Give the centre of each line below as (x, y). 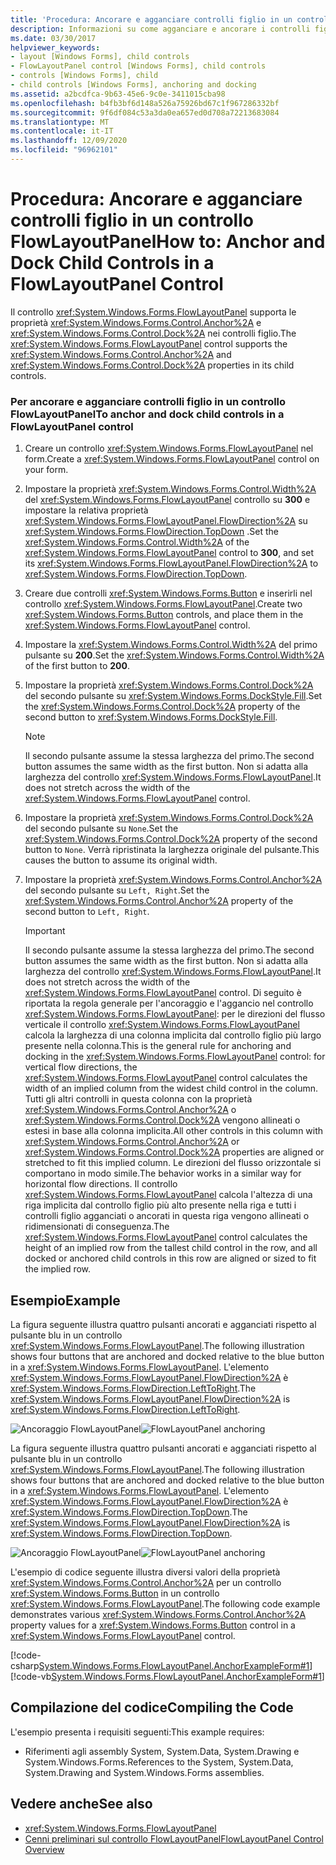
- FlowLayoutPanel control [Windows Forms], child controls (138, 66)
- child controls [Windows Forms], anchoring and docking (133, 85)
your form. (46, 470)
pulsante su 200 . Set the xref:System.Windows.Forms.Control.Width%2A (174, 655)
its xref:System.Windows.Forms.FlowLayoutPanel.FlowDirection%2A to (171, 563)
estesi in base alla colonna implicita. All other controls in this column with (174, 1131)
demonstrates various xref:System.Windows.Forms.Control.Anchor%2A (158, 1614)
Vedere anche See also (81, 1804)
